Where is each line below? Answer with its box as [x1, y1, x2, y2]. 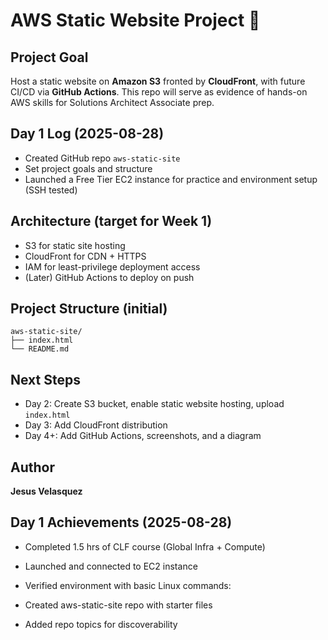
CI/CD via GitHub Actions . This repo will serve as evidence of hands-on [10, 86, 308, 98]
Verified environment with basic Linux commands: [24, 579, 232, 591]
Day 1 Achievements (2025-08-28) [10, 514, 233, 531]
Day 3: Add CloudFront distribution [24, 419, 168, 431]
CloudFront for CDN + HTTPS [24, 250, 147, 262]
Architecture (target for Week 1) [10, 213, 213, 230]
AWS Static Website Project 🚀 [10, 9, 261, 32]
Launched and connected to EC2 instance [24, 560, 198, 572]
